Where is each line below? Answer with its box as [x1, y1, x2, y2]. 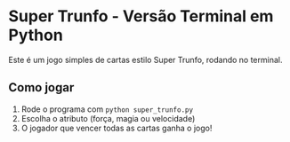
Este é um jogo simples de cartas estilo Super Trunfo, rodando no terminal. [8, 54, 283, 65]
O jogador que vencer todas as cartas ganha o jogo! [20, 122, 213, 133]
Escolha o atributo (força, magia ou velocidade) [20, 113, 196, 123]
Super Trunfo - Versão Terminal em [8, 6, 274, 27]
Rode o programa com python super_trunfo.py [20, 104, 193, 114]
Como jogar [8, 80, 75, 95]
